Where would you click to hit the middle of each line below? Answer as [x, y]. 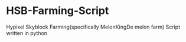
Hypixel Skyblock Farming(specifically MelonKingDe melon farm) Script [93, 27]
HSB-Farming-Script [58, 11]
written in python [27, 33]
